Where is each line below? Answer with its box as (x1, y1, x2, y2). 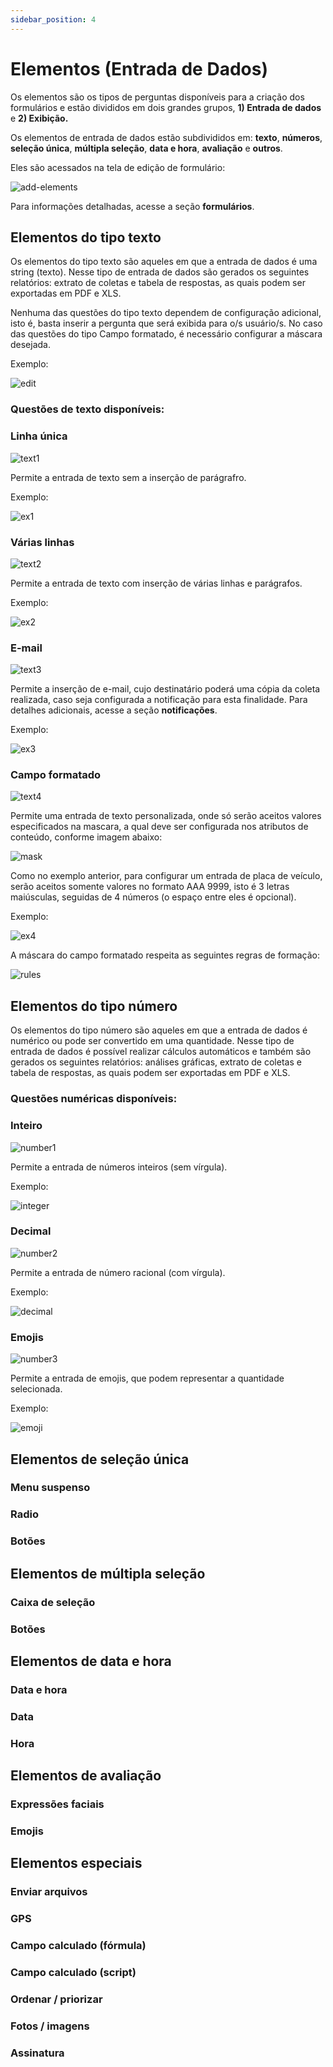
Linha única (10, 429, 68, 443)
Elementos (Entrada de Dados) (10, 57, 268, 80)
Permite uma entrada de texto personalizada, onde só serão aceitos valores (10, 810, 322, 822)
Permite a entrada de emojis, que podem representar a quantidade (10, 1372, 285, 1385)
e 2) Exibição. (10, 112, 69, 124)
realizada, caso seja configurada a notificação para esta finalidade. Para (10, 694, 308, 706)
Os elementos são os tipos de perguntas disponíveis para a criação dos (10, 91, 305, 103)
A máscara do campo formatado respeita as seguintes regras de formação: (10, 949, 320, 961)
